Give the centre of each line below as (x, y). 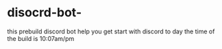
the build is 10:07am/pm (41, 38)
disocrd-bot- (45, 13)
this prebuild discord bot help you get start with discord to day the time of (111, 31)
